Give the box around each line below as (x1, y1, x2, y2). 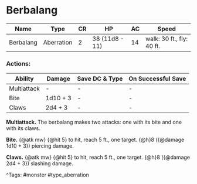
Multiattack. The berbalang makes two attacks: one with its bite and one (6, 118, 182, 126)
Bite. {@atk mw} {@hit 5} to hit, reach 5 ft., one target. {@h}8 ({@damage (6, 136, 185, 144)
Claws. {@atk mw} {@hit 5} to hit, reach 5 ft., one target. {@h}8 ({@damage (6, 154, 191, 161)
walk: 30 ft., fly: (145, 35, 188, 43)
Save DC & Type (77, 74, 123, 83)
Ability (15, 74, 34, 83)
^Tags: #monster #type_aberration (6, 171, 89, 179)
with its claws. (6, 125, 40, 132)
